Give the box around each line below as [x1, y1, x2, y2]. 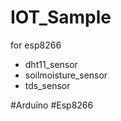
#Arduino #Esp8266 [10, 99, 94, 111]
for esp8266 [10, 39, 62, 51]
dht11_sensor [24, 58, 78, 70]
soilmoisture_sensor [24, 69, 108, 81]
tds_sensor [24, 79, 71, 91]
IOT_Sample [10, 6, 112, 29]
